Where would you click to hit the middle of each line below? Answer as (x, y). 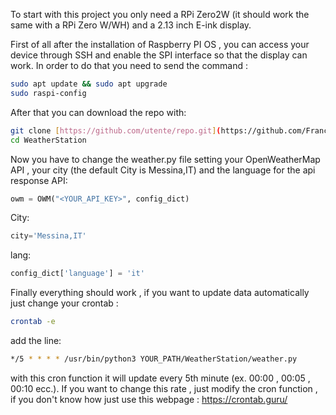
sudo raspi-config (48, 93)
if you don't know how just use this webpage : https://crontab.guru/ (149, 399)
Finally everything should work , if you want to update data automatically (160, 293)
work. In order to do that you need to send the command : (129, 65)
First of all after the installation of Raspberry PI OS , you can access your (160, 44)
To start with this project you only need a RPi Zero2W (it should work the (160, 14)
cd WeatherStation (48, 140)
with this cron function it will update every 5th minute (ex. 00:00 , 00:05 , (160, 378)
